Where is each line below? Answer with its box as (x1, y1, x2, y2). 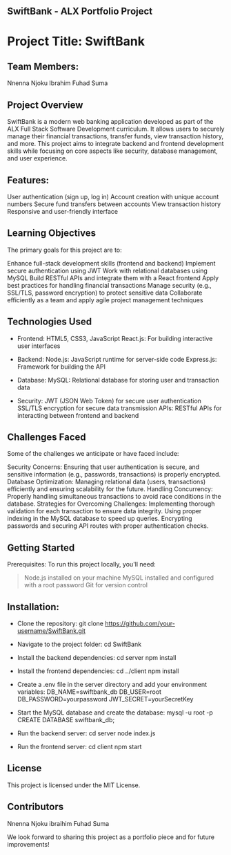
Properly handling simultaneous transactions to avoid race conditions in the (7, 493, 222, 501)
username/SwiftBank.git (17, 627, 86, 635)
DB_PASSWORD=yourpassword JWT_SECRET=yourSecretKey (17, 695, 194, 704)
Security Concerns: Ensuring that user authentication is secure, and (7, 463, 200, 471)
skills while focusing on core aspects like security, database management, (7, 147, 219, 155)
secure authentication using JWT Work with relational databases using (7, 266, 208, 275)
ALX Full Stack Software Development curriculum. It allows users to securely (7, 125, 225, 134)
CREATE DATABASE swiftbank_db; (17, 716, 115, 724)
